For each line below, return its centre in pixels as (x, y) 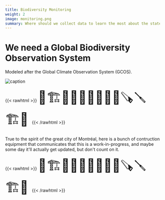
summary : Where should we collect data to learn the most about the (77, 23)
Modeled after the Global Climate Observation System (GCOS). (69, 72)
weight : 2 (15, 14)
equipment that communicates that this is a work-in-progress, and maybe (79, 144)
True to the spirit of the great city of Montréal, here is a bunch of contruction (82, 139)
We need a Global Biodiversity (68, 48)
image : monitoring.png (28, 19)
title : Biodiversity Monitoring (38, 10)
